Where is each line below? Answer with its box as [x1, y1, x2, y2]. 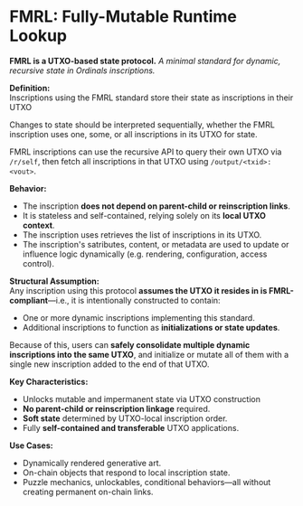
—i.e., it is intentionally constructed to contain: [47, 295, 221, 305]
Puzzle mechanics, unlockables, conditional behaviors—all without [22, 476, 271, 487]
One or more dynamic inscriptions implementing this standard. [22, 312, 255, 323]
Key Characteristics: [9, 376, 89, 387]
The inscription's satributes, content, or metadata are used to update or [22, 239, 289, 249]
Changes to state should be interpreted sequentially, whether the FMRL [9, 119, 276, 130]
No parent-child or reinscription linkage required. [22, 403, 211, 414]
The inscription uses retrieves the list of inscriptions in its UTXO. [22, 229, 262, 240]
